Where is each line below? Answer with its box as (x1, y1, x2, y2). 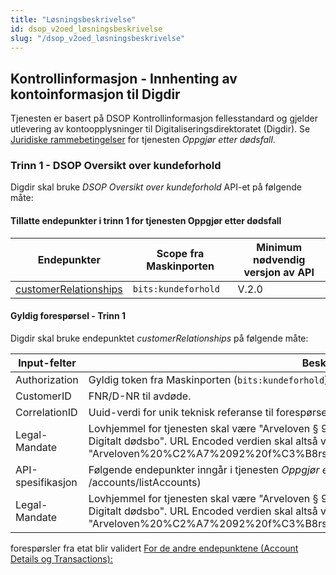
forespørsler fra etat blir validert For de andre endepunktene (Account (10, 542, 299, 554)
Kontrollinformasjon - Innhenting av (10, 70, 238, 87)
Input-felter (18, 356, 77, 370)
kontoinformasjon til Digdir (10, 86, 181, 103)
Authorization (15, 372, 79, 386)
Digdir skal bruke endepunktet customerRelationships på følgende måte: (10, 332, 309, 344)
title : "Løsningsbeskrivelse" (10, 14, 137, 25)
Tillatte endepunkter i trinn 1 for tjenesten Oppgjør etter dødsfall (10, 215, 282, 227)
